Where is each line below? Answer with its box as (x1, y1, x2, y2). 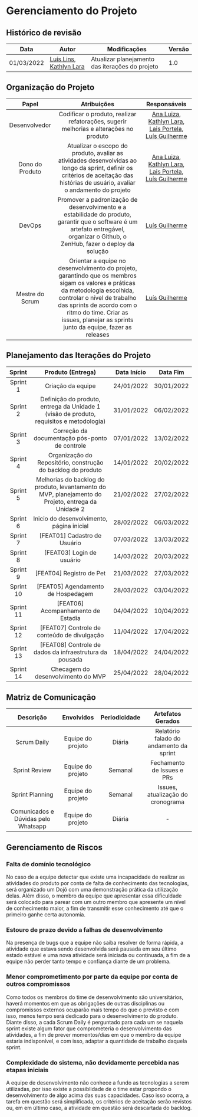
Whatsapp (18, 822, 47, 830)
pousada (58, 655, 82, 663)
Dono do (18, 160, 42, 168)
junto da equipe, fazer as (63, 323, 132, 331)
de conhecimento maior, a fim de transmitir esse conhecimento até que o (6, 905, 184, 912)
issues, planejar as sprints (61, 316, 134, 324)
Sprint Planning (11, 791, 54, 799)
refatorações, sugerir (68, 117, 127, 125)
